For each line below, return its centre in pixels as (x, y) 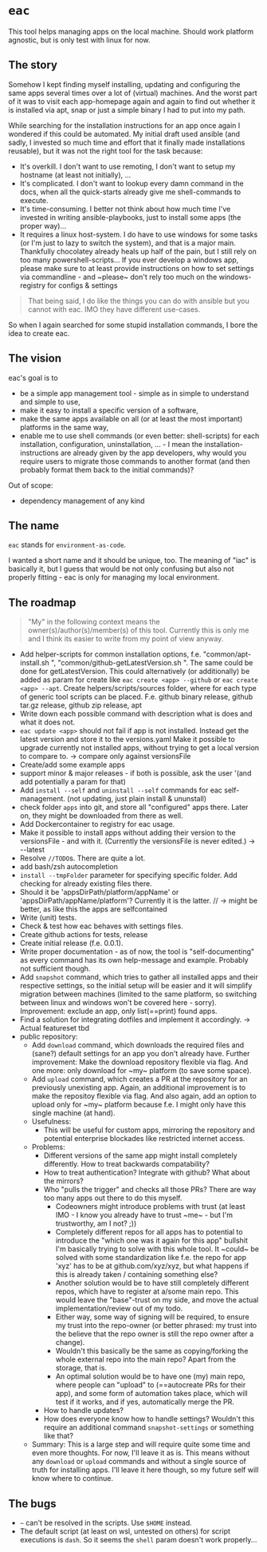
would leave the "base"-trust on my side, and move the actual (157, 1300)
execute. (34, 200)
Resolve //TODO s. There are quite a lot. (82, 858)
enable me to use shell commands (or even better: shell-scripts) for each (139, 436)
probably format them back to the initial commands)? (107, 469)
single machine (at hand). (73, 1113)
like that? (59, 1436)
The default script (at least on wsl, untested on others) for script (125, 1531)
